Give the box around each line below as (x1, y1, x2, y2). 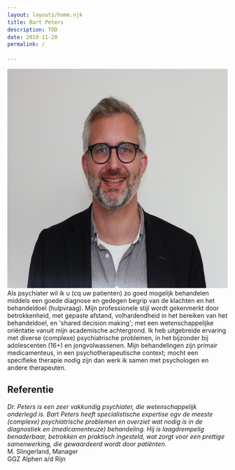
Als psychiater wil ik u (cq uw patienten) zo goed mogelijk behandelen (7, 289, 210, 297)
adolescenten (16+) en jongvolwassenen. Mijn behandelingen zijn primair (7, 341, 218, 349)
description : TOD (7, 26, 58, 33)
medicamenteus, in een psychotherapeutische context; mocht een (7, 349, 199, 357)
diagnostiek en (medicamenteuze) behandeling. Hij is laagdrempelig (7, 424, 205, 433)
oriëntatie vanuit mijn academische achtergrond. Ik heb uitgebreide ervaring (7, 326, 227, 335)
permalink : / (7, 41, 45, 48)
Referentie (7, 384, 54, 396)
